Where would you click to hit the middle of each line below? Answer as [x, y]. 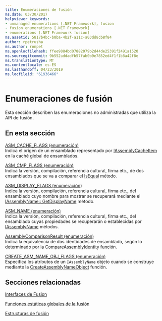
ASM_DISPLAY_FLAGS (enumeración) [44, 185]
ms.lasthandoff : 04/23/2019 [34, 70]
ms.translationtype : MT [30, 60]
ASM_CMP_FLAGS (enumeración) [39, 165]
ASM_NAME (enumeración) [33, 211]
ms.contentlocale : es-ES [31, 65]
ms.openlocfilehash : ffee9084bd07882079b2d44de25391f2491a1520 [72, 51]
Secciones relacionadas [43, 283]
